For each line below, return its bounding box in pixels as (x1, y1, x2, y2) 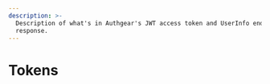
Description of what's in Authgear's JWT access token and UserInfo (15, 19, 250, 27)
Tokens (8, 61, 59, 79)
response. (15, 26, 48, 34)
